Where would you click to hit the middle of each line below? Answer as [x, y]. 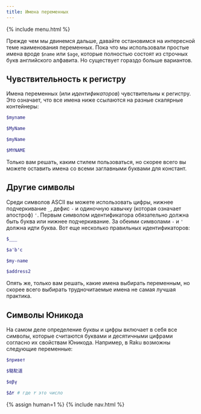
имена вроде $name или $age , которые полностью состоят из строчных [97, 54]
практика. [19, 296]
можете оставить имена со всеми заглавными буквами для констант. [97, 168]
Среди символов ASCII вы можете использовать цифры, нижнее [90, 202]
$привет [16, 360]
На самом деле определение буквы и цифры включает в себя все [92, 330]
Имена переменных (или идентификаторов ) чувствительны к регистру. [99, 94]
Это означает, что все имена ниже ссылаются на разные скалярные [95, 100]
